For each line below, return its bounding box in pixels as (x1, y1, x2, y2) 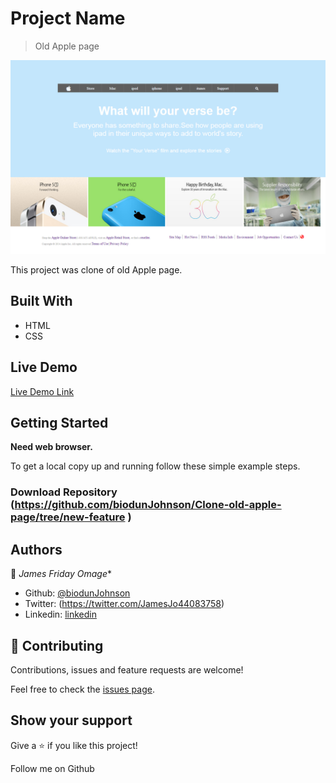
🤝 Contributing (10, 637, 104, 654)
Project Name (10, 7, 126, 30)
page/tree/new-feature (10, 510, 126, 524)
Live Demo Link (10, 385, 75, 397)
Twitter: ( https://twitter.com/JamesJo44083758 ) (24, 598, 225, 610)
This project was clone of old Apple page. (10, 264, 183, 276)
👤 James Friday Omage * (10, 568, 113, 580)
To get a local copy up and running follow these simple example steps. (10, 460, 301, 472)
